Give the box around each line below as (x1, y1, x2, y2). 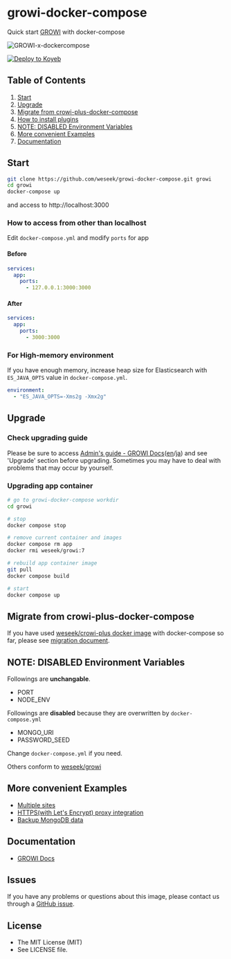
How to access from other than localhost (7, 218, 147, 228)
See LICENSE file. (17, 946, 68, 954)
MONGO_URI (17, 729, 54, 737)
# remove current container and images (7, 534, 122, 541)
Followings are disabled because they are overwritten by (7, 709, 169, 718)
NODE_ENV (17, 695, 50, 704)
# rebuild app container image (7, 560, 98, 567)
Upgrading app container (7, 481, 93, 491)
